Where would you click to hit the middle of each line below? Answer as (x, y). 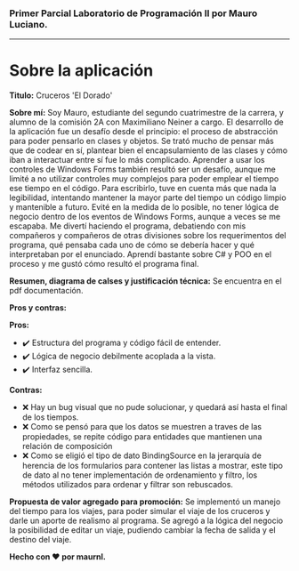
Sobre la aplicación (81, 71)
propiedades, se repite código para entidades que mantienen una (142, 437)
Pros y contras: (38, 308)
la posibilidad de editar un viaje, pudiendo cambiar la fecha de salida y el (142, 530)
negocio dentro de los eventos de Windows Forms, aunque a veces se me (145, 217)
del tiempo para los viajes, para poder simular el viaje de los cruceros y (140, 511)
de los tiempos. (50, 417)
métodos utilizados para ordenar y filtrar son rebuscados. (128, 485)
